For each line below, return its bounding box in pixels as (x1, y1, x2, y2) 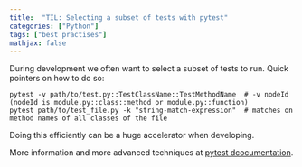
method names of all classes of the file (9, 114, 168, 123)
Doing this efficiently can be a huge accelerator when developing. (9, 130, 255, 141)
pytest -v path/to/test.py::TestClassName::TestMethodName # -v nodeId (9, 90, 289, 99)
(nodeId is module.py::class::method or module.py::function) (9, 98, 249, 107)
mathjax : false (9, 38, 67, 48)
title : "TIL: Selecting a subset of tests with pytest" (9, 13, 229, 23)
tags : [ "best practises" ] (9, 30, 107, 39)
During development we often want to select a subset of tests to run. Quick (9, 63, 289, 74)
